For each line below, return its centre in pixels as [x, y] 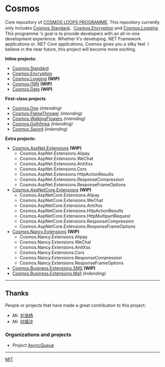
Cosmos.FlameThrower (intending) [47, 113]
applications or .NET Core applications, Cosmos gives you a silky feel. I [77, 44]
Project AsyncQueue [33, 345]
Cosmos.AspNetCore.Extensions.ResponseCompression [77, 221]
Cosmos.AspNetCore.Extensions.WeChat [61, 200]
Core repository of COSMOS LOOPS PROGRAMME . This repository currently [82, 22]
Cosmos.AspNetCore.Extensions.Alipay [59, 195]
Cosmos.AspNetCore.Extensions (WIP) [52, 190]
